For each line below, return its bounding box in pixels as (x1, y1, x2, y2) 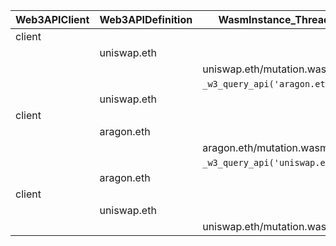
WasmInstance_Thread (218, 13, 331, 26)
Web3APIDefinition (99, 13, 193, 26)
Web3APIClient (15, 13, 90, 26)
